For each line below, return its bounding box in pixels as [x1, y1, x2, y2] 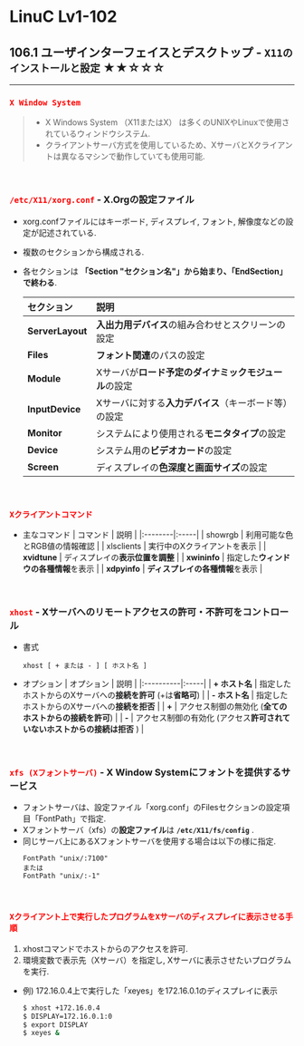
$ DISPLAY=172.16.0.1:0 [22, 1012, 113, 1021]
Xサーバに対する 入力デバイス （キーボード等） [96, 396, 288, 409]
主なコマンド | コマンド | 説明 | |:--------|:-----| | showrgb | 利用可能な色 [22, 528, 294, 540]
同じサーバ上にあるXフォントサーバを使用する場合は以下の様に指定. [22, 836, 277, 847]
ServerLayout [26, 324, 88, 337]
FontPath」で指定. [38, 813, 107, 824]
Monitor [26, 426, 62, 439]
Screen [26, 460, 59, 473]
